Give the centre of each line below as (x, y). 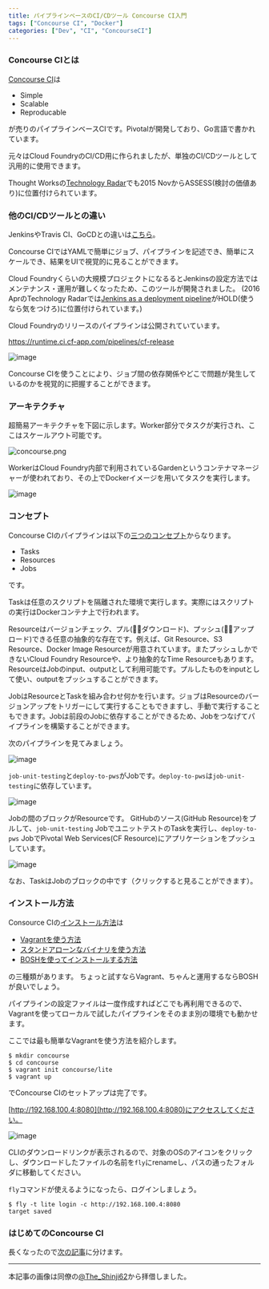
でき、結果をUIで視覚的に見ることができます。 (106, 261)
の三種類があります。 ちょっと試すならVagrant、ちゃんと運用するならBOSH (133, 976)
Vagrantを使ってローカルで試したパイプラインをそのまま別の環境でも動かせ (133, 1013)
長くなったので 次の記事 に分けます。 (68, 1252)
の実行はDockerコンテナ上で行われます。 (76, 612)
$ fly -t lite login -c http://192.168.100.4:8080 (94, 1204)
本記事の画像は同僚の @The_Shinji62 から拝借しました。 (100, 1277)
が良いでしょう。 (36, 986)
